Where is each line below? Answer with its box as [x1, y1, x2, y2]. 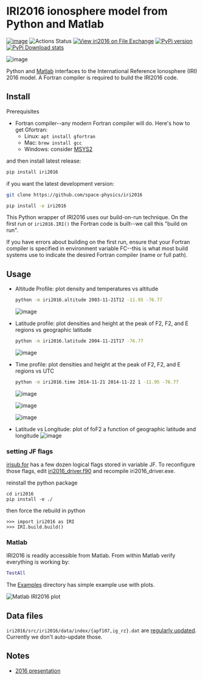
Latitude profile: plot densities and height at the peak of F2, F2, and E [15, 320, 188, 327]
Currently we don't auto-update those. [6, 633, 103, 640]
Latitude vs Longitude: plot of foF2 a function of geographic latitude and [15, 425, 196, 433]
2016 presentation [15, 667, 61, 674]
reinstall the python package [6, 479, 78, 486]
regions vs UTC [15, 367, 55, 374]
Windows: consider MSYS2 [24, 145, 93, 153]
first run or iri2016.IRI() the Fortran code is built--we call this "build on [6, 220, 188, 228]
